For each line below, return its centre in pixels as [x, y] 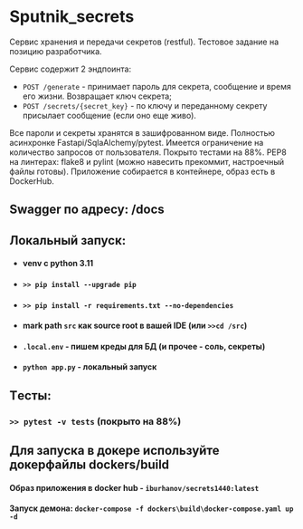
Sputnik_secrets [72, 17]
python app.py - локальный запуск [90, 367]
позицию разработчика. [56, 51]
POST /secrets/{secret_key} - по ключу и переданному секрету [145, 105]
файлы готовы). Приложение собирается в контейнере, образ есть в [142, 171]
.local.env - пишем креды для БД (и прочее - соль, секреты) [144, 346]
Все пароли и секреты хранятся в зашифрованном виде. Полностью [142, 132]
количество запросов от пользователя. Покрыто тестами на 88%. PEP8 [148, 152]
